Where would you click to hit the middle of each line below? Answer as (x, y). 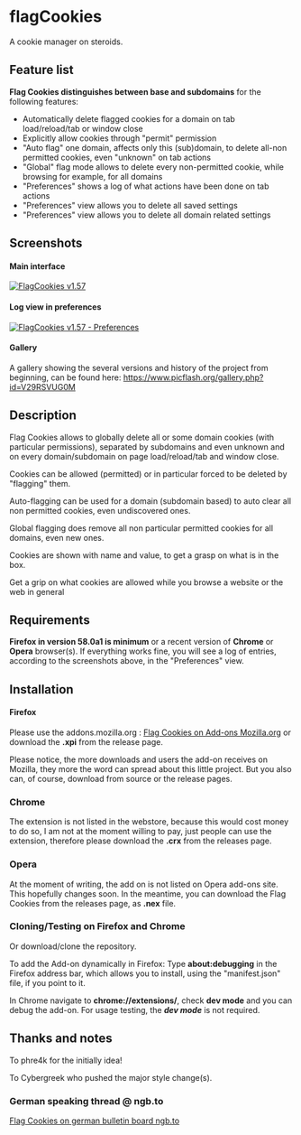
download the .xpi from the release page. (87, 741)
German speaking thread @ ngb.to (87, 1101)
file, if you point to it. (47, 982)
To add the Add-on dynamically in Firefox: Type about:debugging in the (143, 963)
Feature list (41, 70)
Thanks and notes (61, 1039)
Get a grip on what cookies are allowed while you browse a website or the (146, 582)
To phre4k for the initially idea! (66, 1060)
